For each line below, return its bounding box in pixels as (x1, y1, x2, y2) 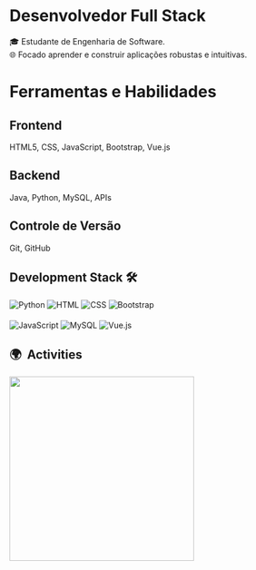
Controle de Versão (9, 219, 122, 234)
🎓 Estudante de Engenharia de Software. (9, 35, 165, 46)
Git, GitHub (9, 242, 52, 253)
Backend (9, 168, 61, 183)
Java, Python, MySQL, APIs (9, 192, 112, 202)
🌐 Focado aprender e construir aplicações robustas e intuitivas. (9, 49, 248, 60)
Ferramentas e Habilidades (9, 82, 217, 103)
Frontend (9, 117, 63, 133)
